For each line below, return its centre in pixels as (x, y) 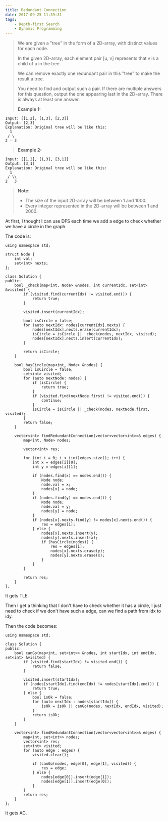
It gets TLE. (17, 596)
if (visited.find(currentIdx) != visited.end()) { (78, 294)
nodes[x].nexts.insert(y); (70, 533)
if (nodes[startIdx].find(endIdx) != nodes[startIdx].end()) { (91, 684)
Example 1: (29, 109)
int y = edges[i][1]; (55, 467)
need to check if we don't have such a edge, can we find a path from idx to (83, 611)
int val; (23, 259)
